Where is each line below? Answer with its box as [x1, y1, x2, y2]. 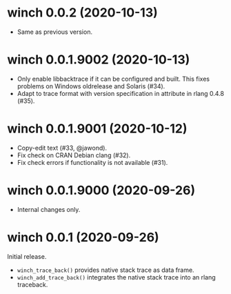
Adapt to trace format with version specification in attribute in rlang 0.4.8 [17, 89, 224, 97]
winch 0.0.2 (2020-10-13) [7, 5, 159, 21]
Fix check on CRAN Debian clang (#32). [17, 150, 131, 159]
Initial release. [7, 252, 47, 260]
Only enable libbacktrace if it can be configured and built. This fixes [17, 75, 210, 83]
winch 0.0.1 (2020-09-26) [7, 229, 160, 245]
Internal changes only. [17, 205, 81, 213]
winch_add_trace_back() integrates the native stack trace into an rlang [17, 273, 216, 281]
